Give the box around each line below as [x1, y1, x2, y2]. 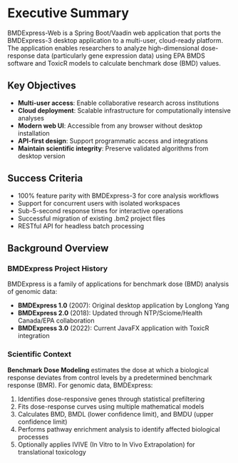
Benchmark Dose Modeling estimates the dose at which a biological [7, 365, 209, 374]
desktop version [17, 151, 66, 160]
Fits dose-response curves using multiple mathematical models [17, 402, 205, 411]
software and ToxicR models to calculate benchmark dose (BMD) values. [7, 58, 221, 67]
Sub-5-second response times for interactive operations [17, 206, 184, 215]
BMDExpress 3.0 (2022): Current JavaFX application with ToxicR [17, 324, 209, 332]
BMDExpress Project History [7, 263, 108, 273]
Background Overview [7, 242, 109, 254]
